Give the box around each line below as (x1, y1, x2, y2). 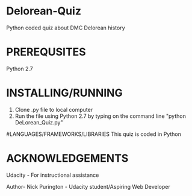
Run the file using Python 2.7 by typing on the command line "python (14, 112, 187, 120)
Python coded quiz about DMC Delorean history (6, 24, 125, 31)
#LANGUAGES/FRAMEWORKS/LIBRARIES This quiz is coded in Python (6, 130, 182, 138)
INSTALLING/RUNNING (6, 86, 123, 100)
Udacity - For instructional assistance (6, 171, 99, 179)
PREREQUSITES (6, 45, 86, 59)
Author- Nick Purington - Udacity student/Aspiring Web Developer (6, 183, 170, 190)
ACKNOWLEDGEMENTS (6, 152, 129, 165)
